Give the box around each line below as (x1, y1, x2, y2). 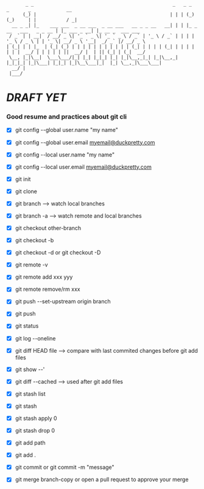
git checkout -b (15, 237, 54, 244)
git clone (15, 188, 38, 195)
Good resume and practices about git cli (6, 112, 127, 121)
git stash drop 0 (15, 427, 55, 434)
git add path (15, 439, 46, 447)
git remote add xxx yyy (15, 273, 73, 281)
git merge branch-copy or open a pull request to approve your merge (15, 476, 189, 483)
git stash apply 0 (15, 414, 57, 422)
